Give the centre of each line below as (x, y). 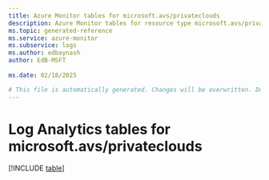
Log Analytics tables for (89, 129)
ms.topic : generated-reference (60, 30)
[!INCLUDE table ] (37, 168)
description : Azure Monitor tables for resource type (100, 23)
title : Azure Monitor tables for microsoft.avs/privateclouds (114, 16)
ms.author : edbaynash (44, 53)
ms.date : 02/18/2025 (43, 75)
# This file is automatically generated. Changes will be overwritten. (130, 90)
